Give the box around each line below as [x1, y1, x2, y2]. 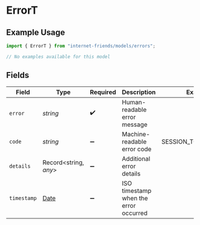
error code [121, 145, 152, 153]
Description [121, 87, 156, 96]
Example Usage [6, 27, 65, 37]
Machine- [121, 130, 151, 138]
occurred [121, 209, 148, 217]
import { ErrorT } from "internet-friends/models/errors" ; [6, 43, 156, 49]
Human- [121, 98, 146, 106]
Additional [121, 154, 151, 162]
